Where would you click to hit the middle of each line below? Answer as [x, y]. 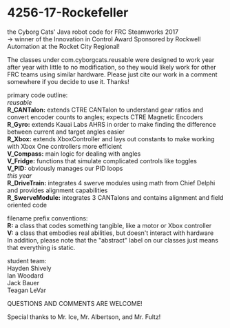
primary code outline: [38, 95]
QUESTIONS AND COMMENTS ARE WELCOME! [75, 303]
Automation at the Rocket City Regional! [64, 46]
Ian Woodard [25, 275]
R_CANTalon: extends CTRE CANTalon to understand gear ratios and [105, 110]
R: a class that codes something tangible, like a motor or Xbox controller [109, 225]
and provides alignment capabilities [57, 190]
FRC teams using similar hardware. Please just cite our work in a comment [113, 74]
